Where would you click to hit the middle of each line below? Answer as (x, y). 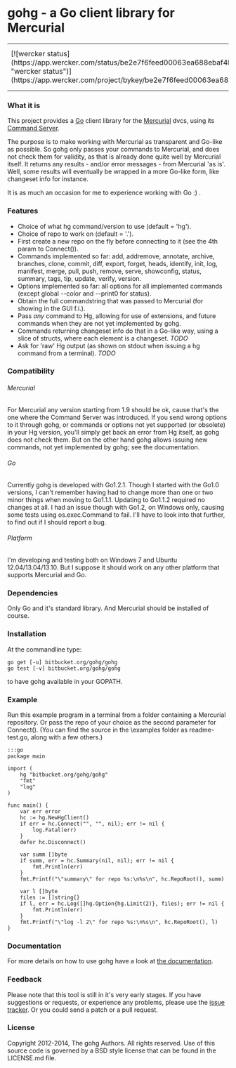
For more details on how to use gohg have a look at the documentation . (110, 961)
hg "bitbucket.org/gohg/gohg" (64, 774)
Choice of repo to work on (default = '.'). (76, 234)
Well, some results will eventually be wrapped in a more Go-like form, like (113, 172)
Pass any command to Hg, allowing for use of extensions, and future (117, 316)
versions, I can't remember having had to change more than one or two (110, 492)
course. (18, 616)
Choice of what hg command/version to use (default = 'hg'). (104, 226)
